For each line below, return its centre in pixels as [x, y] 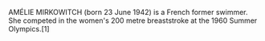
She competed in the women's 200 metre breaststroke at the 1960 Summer [133, 20]
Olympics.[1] [29, 29]
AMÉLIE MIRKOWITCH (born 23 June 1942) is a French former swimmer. [128, 12]
